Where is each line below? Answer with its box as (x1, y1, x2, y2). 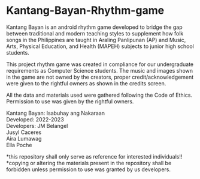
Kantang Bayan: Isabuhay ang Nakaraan (6, 109, 105, 117)
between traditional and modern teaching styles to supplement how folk (6, 29, 184, 37)
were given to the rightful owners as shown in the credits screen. (6, 79, 166, 87)
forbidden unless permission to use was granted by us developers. (6, 166, 171, 173)
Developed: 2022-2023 (6, 115, 64, 123)
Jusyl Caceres (6, 129, 42, 136)
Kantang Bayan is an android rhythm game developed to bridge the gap (6, 23, 183, 31)
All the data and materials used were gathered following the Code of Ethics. (6, 91, 193, 99)
